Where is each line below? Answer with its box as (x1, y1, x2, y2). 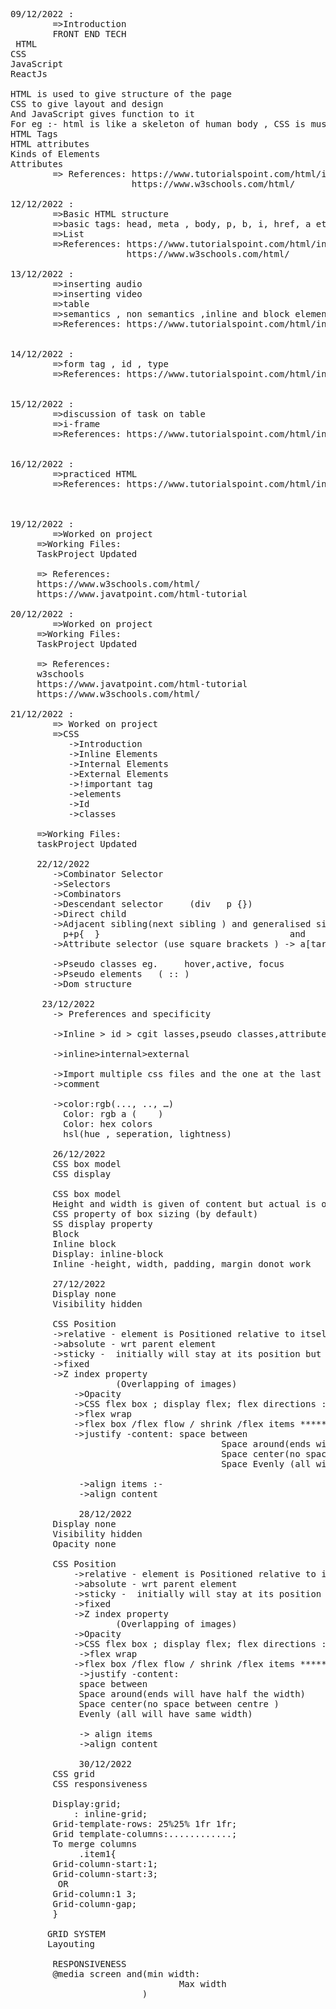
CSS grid (52, 1769, 95, 1779)
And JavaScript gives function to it (10, 109, 196, 119)
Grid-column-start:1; (52, 1859, 159, 1869)
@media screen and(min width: (52, 1969, 201, 1979)
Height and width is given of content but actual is (52, 1199, 317, 1209)
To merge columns (52, 1839, 138, 1849)
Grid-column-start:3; (52, 1869, 159, 1879)
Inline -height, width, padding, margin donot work (52, 1259, 312, 1269)
